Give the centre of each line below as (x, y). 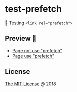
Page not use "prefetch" (37, 50)
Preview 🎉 (21, 39)
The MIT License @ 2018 (31, 84)
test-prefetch (34, 9)
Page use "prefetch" (33, 56)
